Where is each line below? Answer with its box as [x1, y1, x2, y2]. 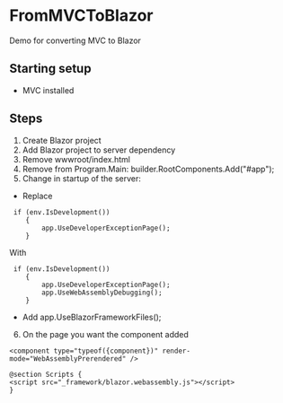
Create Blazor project [22, 135, 102, 145]
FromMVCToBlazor [9, 5, 155, 26]
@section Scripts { [9, 370, 83, 379]
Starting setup [9, 61, 92, 76]
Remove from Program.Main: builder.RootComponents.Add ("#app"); [22, 163, 275, 174]
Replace [22, 190, 53, 201]
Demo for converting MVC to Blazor [9, 35, 142, 46]
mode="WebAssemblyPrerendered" [9, 354, 127, 364]
